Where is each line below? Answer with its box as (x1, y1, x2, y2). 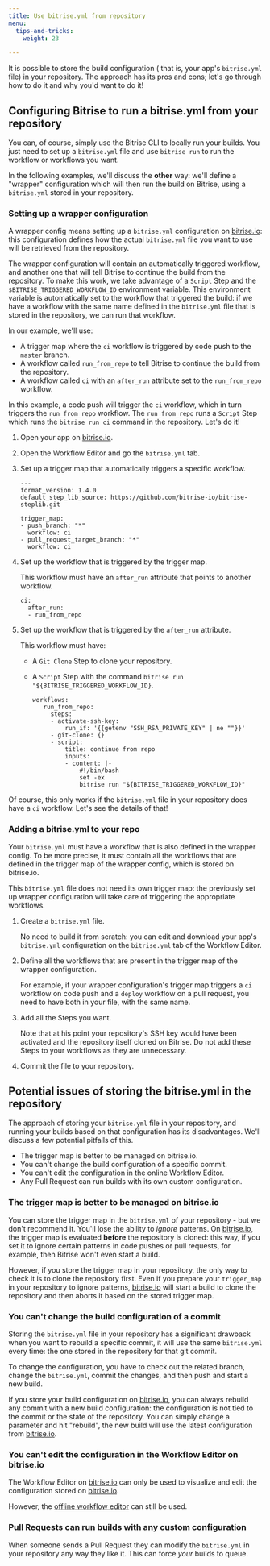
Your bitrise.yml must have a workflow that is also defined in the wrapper (8, 841, 256, 851)
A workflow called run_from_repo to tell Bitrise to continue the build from (19, 359, 260, 368)
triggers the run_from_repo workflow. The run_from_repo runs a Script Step (8, 409, 258, 418)
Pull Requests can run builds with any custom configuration (8, 1522, 247, 1533)
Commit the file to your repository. (19, 1061, 135, 1070)
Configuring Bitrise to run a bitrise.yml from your (8, 104, 259, 118)
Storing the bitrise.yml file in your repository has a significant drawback (8, 1329, 251, 1339)
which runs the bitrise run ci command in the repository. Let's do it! (8, 417, 240, 427)
